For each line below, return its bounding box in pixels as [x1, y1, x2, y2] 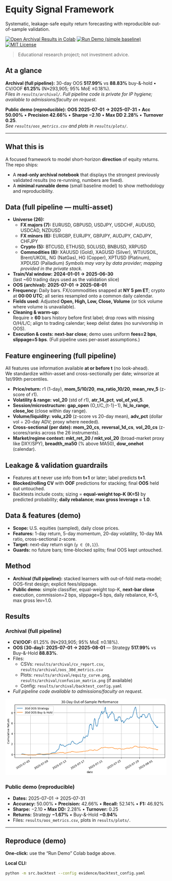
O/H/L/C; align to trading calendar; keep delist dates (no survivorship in [12, 320, 163, 326]
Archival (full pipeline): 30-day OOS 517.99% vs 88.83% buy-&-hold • [5, 80, 157, 86]
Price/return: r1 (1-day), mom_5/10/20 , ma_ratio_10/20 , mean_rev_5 [12, 386, 159, 392]
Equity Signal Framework [5, 4, 114, 15]
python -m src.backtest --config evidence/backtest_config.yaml [5, 871, 145, 876]
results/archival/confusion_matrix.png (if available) [20, 677, 133, 684]
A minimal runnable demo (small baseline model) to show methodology [12, 182, 165, 189]
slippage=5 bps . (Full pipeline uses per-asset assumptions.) [12, 337, 140, 343]
